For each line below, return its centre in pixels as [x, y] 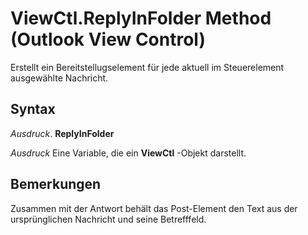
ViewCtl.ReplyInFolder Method [141, 18]
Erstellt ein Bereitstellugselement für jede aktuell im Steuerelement [147, 67]
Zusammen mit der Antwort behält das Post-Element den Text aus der [154, 208]
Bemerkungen [56, 184]
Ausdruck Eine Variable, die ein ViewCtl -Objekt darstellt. [128, 153]
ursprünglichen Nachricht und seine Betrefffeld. [108, 219]
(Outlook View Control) [108, 39]
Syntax [33, 109]
